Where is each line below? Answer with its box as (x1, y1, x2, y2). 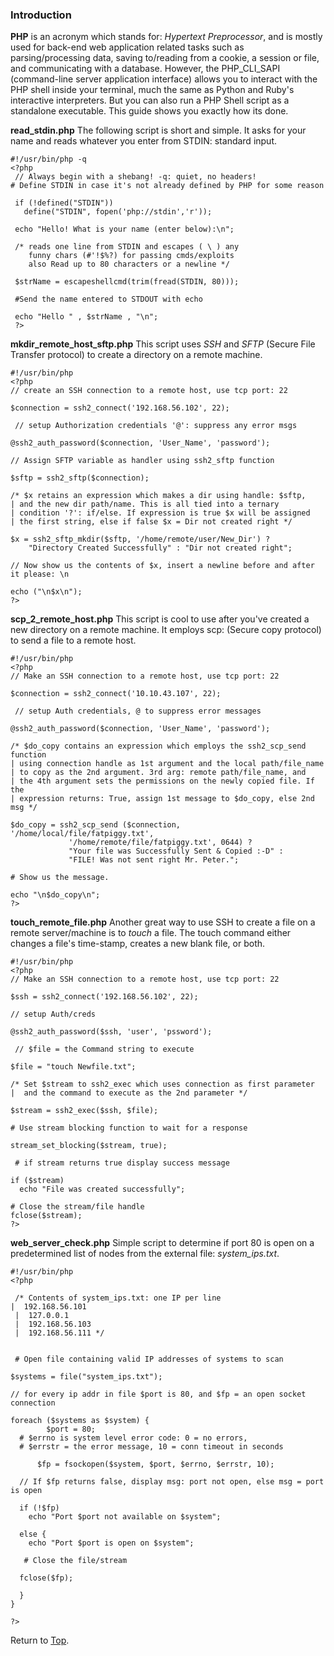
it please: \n (10, 569, 70, 580)
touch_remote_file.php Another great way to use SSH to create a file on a (10, 916, 316, 928)
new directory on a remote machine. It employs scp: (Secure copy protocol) (10, 624, 322, 636)
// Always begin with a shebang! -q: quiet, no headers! (14, 172, 257, 182)
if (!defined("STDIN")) (14, 198, 114, 208)
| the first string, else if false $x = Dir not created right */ (10, 517, 293, 527)
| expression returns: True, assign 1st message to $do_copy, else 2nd (10, 794, 315, 804)
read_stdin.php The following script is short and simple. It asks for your (10, 124, 307, 137)
